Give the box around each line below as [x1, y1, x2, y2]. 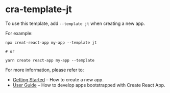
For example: [5, 30, 33, 36]
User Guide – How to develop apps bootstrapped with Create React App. [12, 82, 165, 88]
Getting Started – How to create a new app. [12, 76, 104, 82]
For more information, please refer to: [5, 67, 84, 73]
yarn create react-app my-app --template [5, 57, 95, 63]
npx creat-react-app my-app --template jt [5, 40, 97, 45]
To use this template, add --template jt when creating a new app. [5, 20, 145, 26]
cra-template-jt [5, 4, 72, 15]
